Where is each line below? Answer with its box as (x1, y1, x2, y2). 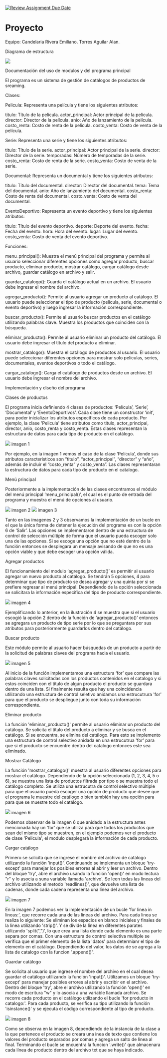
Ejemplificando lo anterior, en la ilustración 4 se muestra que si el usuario (5, 609, 156, 615)
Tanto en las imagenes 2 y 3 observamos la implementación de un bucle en (5, 516, 161, 522)
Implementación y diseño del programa (5, 384, 86, 390)
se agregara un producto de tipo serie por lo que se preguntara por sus (5, 620, 152, 626)
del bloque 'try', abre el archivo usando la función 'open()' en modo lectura (5, 870, 159, 876)
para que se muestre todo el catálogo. (5, 799, 84, 805)
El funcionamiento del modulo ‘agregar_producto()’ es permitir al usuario (5, 568, 155, 574)
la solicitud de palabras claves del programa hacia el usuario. (5, 650, 131, 656)
